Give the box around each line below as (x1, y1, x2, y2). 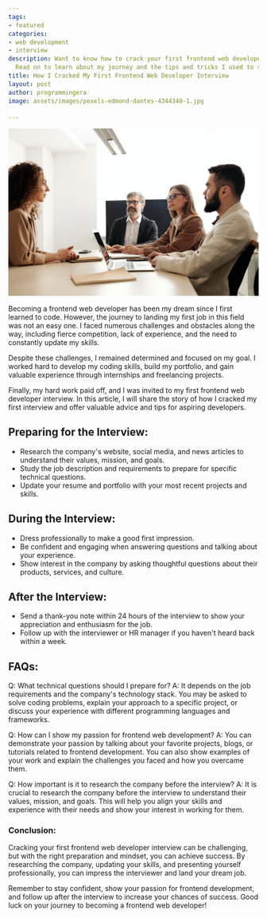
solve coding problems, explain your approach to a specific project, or (8, 698, 238, 708)
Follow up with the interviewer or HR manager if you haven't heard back (19, 628, 255, 637)
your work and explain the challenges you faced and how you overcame (8, 755, 244, 765)
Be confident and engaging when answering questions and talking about (19, 542, 258, 551)
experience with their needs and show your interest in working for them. (8, 805, 245, 814)
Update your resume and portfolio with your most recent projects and (19, 481, 247, 490)
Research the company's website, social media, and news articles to (19, 446, 244, 456)
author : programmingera (8, 88, 87, 96)
